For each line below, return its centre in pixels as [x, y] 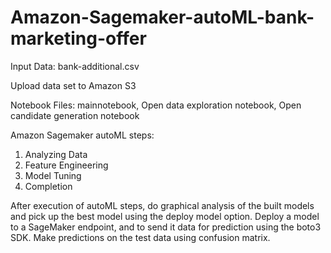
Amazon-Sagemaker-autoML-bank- [162, 17]
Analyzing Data [56, 154]
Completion [48, 186]
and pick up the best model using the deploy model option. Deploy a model [165, 216]
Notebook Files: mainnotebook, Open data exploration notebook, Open [156, 105]
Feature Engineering [66, 165]
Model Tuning [53, 175]
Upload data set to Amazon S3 [73, 85]
